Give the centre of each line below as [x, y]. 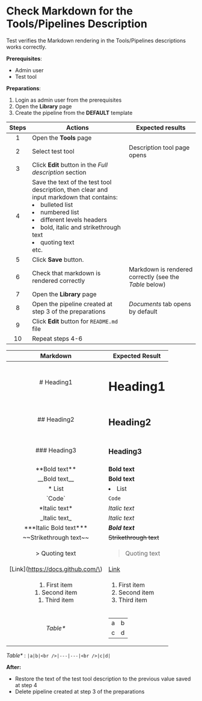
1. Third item [56, 600]
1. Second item [56, 592]
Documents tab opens [160, 304]
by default [143, 311]
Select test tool [53, 151]
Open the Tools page [62, 138]
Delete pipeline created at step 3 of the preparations [80, 691]
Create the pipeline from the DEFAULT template [74, 113]
